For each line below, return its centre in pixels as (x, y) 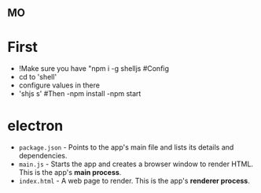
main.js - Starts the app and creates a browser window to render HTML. (136, 164)
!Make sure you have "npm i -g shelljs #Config (94, 69)
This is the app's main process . (70, 173)
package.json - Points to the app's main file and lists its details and (126, 147)
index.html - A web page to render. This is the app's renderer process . (134, 181)
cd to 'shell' (38, 77)
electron (35, 126)
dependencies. (43, 156)
